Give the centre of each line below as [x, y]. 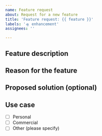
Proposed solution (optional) [51, 88]
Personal [22, 117]
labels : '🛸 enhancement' [32, 24]
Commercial [25, 123]
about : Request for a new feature [42, 15]
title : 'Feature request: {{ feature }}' [49, 19]
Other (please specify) [36, 128]
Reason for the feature [41, 70]
